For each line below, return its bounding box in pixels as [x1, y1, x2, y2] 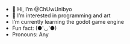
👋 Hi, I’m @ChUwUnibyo [11, 6, 72, 12]
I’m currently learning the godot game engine [11, 18, 125, 25]
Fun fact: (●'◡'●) [11, 24, 57, 32]
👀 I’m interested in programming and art [11, 12, 111, 19]
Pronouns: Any [11, 31, 49, 38]
